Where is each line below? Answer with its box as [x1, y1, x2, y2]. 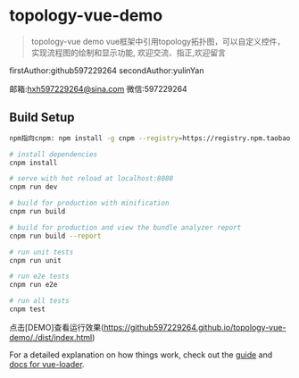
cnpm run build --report [9, 231, 102, 240]
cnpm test [9, 305, 46, 314]
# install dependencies [9, 149, 98, 159]
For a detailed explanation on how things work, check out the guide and [9, 349, 273, 360]
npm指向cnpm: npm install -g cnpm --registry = [9, 133, 183, 143]
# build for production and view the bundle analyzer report [9, 223, 242, 232]
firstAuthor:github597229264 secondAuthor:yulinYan [9, 64, 204, 76]
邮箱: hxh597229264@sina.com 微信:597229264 [9, 83, 187, 94]
